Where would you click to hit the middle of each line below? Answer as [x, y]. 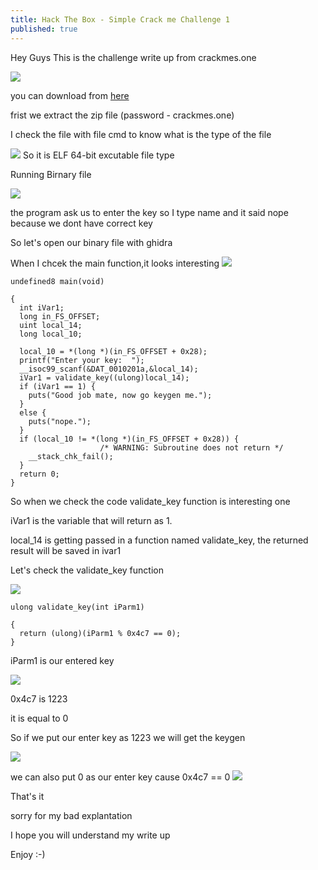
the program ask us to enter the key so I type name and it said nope [149, 212]
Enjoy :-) [28, 854]
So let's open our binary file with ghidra [91, 242]
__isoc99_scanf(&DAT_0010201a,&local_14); [109, 369]
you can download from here [70, 95]
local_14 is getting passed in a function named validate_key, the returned [159, 540]
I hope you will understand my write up [90, 835]
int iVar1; [42, 307]
